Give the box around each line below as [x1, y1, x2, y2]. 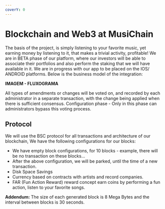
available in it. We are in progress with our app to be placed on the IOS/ [5, 66, 150, 71]
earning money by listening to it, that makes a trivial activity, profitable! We [5, 50, 157, 56]
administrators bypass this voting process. [5, 105, 92, 111]
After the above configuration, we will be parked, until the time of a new [12, 158, 158, 164]
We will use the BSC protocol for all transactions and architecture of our [5, 133, 151, 139]
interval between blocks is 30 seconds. [5, 199, 85, 205]
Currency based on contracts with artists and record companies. [12, 174, 144, 180]
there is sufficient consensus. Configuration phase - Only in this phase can [5, 101, 157, 106]
